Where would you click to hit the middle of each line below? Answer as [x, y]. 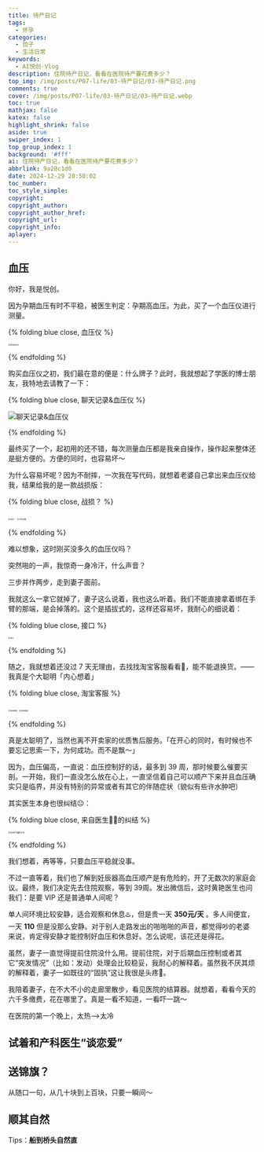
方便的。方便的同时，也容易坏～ [73, 458]
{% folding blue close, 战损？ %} [61, 501]
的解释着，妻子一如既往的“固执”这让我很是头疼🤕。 [89, 972]
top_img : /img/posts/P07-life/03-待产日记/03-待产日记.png [102, 81]
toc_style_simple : [38, 191]
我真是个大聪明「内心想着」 [53, 676]
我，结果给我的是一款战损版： [56, 485]
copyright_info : [35, 227]
